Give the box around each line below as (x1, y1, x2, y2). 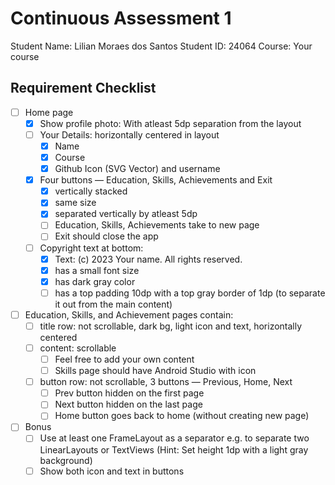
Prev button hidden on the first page (54, 387, 205, 399)
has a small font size (54, 264, 140, 276)
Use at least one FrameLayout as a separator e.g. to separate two (39, 432, 310, 444)
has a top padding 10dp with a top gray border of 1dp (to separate (54, 287, 326, 299)
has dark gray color (54, 275, 136, 287)
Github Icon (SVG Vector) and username (54, 163, 221, 175)
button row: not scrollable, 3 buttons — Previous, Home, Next (39, 376, 293, 388)
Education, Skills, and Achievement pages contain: (24, 308, 234, 321)
